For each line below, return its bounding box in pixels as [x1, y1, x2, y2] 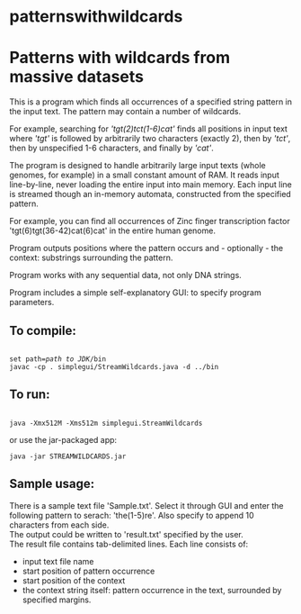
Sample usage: [9, 476, 95, 492]
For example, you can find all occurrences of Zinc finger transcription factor [9, 216, 290, 227]
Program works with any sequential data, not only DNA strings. [9, 270, 243, 281]
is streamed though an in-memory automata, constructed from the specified [9, 189, 292, 200]
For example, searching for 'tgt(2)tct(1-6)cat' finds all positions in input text [9, 123, 288, 134]
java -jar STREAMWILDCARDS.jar [9, 452, 127, 461]
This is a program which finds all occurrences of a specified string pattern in [9, 96, 293, 107]
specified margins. [22, 594, 92, 605]
